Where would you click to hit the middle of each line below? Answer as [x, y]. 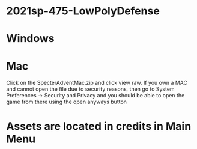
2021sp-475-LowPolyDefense [83, 11]
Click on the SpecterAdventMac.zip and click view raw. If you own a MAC [97, 83]
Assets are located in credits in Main [99, 126]
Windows [30, 39]
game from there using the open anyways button [67, 102]
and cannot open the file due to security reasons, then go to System [91, 89]
